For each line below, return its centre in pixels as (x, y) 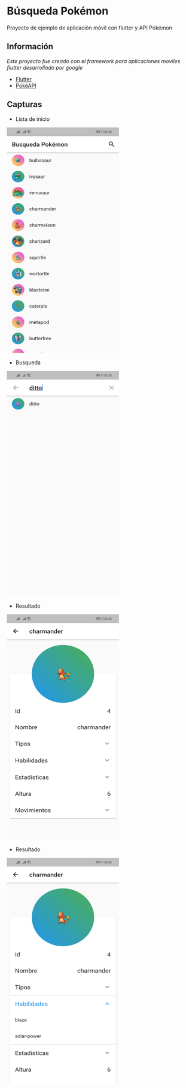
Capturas (25, 104)
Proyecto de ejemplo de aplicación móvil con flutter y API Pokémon (90, 28)
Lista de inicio (33, 119)
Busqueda (28, 362)
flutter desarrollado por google (45, 67)
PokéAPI (26, 85)
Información (30, 47)
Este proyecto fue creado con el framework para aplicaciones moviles (94, 61)
